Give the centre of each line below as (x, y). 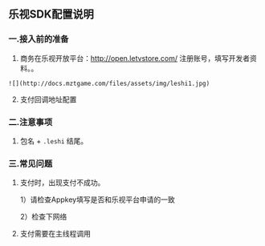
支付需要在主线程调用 (55, 234)
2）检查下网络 (43, 217)
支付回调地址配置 (48, 99)
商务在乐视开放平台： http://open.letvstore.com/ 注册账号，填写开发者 (135, 58)
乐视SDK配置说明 (51, 14)
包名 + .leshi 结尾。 (54, 141)
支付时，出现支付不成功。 (62, 183)
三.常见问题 (31, 163)
